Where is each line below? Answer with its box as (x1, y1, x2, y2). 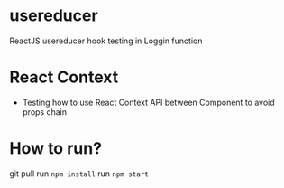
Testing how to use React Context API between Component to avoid (22, 97, 275, 108)
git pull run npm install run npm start (9, 168, 149, 179)
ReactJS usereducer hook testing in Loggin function (9, 35, 203, 46)
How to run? (9, 138, 102, 159)
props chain (22, 106, 68, 117)
